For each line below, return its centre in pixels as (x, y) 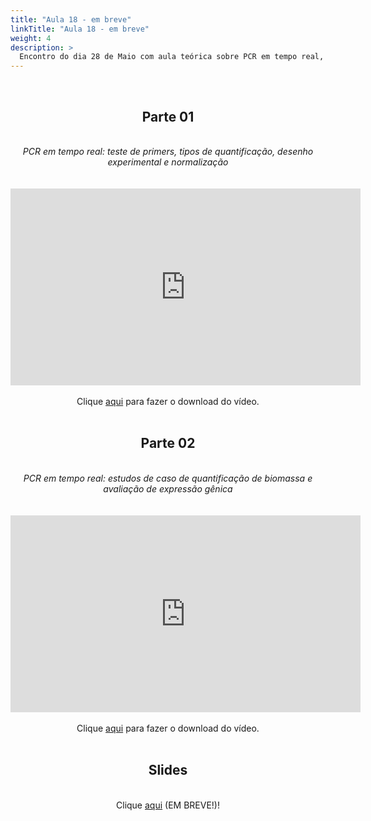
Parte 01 (168, 116)
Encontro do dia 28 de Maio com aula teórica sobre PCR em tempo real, (172, 57)
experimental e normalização (168, 162)
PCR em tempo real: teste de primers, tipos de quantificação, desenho (168, 151)
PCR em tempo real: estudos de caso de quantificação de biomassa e (168, 478)
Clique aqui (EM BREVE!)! (168, 805)
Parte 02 (168, 443)
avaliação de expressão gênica (168, 488)
